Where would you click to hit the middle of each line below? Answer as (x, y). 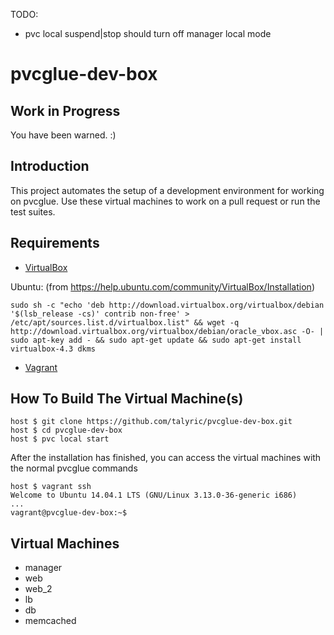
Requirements (55, 243)
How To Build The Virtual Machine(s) (127, 399)
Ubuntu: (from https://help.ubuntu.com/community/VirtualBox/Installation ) (162, 286)
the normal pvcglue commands (74, 468)
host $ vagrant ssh (51, 487)
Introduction (50, 166)
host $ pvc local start (60, 439)
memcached (50, 621)
